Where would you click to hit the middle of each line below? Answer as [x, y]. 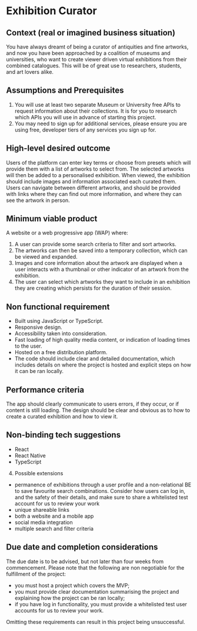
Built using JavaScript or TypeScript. [59, 321]
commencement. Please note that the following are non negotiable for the [95, 567]
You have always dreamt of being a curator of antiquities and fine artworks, [97, 47]
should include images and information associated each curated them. [91, 181]
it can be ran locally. [39, 371]
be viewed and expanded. [46, 257]
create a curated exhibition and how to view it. [62, 417]
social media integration [44, 522]
